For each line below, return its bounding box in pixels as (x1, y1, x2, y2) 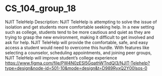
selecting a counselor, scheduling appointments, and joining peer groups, (5, 49, 152, 56)
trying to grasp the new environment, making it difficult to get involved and (5, 34, 154, 40)
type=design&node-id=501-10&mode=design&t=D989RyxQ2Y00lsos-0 (5, 65, 147, 71)
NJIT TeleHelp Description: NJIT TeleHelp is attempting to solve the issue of (5, 19, 157, 25)
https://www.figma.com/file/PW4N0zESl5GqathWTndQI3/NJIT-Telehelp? (5, 60, 150, 66)
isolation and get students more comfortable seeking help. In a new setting (5, 24, 154, 30)
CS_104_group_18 (5, 3, 76, 14)
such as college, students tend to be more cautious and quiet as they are (5, 29, 151, 35)
